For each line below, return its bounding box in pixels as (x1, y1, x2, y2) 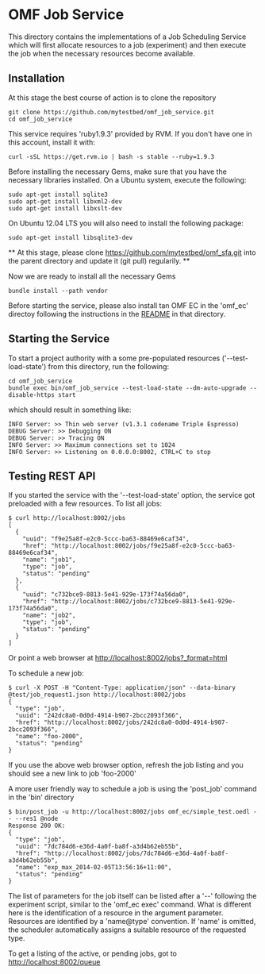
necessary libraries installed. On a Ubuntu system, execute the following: (8, 175, 247, 184)
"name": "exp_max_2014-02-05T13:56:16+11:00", (15, 864, 172, 872)
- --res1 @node (8, 815, 59, 823)
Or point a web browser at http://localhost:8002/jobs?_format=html (8, 653, 228, 663)
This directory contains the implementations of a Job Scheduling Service (8, 32, 247, 41)
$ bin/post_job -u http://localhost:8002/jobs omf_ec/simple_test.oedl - (8, 808, 258, 816)
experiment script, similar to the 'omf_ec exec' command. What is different (8, 899, 252, 910)
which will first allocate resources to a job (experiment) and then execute (8, 40, 247, 49)
